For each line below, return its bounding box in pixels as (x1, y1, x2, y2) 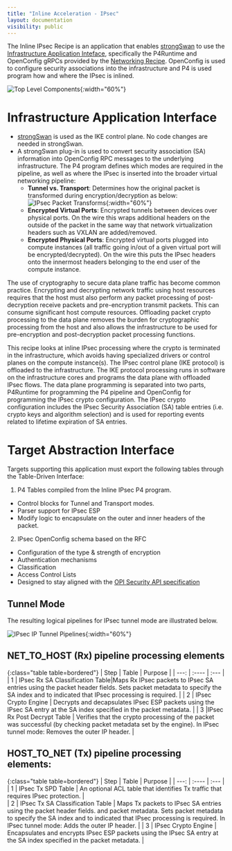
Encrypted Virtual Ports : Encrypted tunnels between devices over (27, 206, 217, 215)
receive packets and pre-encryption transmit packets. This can (39, 301, 220, 309)
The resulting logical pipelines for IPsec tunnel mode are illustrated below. (7, 616, 218, 625)
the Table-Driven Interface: (7, 472, 84, 481)
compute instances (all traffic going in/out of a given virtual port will (27, 243, 222, 251)
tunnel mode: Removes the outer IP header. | (7, 727, 134, 736)
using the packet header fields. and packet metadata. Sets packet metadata (7, 807, 224, 815)
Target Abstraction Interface (7, 442, 175, 458)
